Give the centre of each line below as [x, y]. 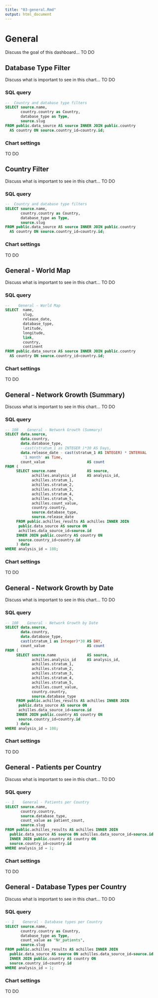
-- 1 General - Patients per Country [47, 802]
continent [33, 347]
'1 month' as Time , [43, 457]
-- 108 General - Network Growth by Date [52, 623]
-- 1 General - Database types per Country [54, 922]
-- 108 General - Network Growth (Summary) [54, 430]
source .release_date [53, 517]
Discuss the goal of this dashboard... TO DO [50, 52]
